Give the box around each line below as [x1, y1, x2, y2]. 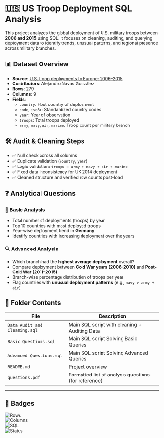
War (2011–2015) [22, 269, 58, 275]
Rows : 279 [12, 86, 34, 92]
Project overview [68, 363, 107, 370]
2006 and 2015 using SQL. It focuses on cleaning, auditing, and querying [5, 35, 153, 41]
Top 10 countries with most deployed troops [12, 223, 101, 229]
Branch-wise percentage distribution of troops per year [12, 274, 123, 280]
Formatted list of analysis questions [68, 372, 150, 378]
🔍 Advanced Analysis [5, 246, 59, 252]
